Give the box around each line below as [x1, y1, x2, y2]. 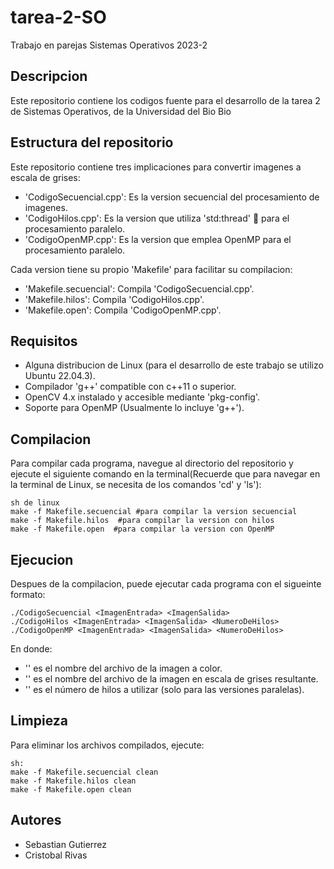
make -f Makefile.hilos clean [10, 776, 137, 786]
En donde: [10, 643, 53, 655]
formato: [10, 589, 46, 600]
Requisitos [10, 332, 78, 350]
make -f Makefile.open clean [10, 784, 132, 795]
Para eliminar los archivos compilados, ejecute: [10, 739, 205, 751]
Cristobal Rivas [24, 849, 88, 861]
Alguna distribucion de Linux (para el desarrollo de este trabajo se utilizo [24, 359, 324, 371]
